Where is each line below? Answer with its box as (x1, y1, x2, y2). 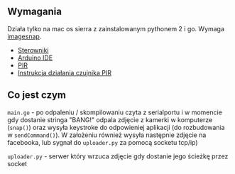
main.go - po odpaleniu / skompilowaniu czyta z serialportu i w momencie (7, 108, 222, 116)
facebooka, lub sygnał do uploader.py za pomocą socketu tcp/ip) (7, 138, 198, 146)
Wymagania (7, 6, 62, 18)
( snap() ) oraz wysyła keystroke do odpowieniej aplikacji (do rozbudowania (7, 123, 225, 131)
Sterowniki (17, 45, 49, 54)
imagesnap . (7, 32, 42, 40)
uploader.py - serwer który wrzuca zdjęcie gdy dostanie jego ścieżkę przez (7, 152, 229, 161)
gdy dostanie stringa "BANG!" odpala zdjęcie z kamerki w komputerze (7, 115, 213, 124)
